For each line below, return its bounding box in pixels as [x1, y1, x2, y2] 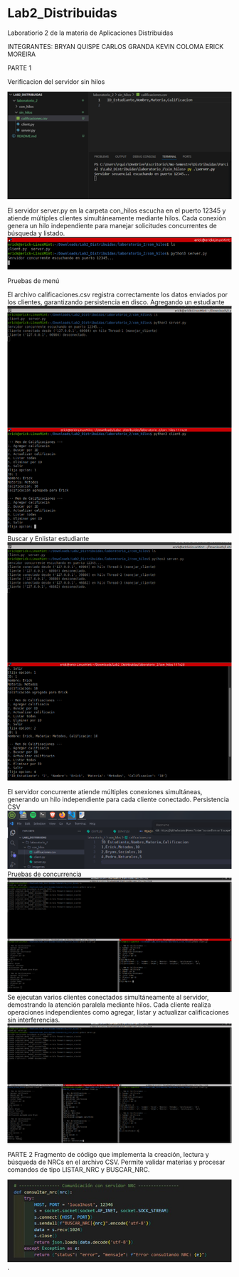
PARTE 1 [7, 63, 32, 72]
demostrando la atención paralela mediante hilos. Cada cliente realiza [7, 1000, 211, 1009]
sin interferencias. [7, 1015, 60, 1025]
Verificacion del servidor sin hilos [7, 77, 105, 86]
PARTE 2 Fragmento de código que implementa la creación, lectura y [7, 1150, 210, 1159]
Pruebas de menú [7, 276, 60, 285]
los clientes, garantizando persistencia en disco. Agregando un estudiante [7, 297, 225, 306]
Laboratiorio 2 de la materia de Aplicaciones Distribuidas [7, 28, 174, 37]
